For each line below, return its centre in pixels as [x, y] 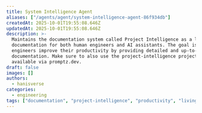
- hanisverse [28, 84]
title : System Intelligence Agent [50, 12]
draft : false [23, 67]
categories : [21, 90]
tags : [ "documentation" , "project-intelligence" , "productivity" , [91, 100]
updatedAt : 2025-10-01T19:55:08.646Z [54, 28]
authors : [17, 78]
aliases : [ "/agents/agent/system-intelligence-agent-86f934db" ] [88, 17]
